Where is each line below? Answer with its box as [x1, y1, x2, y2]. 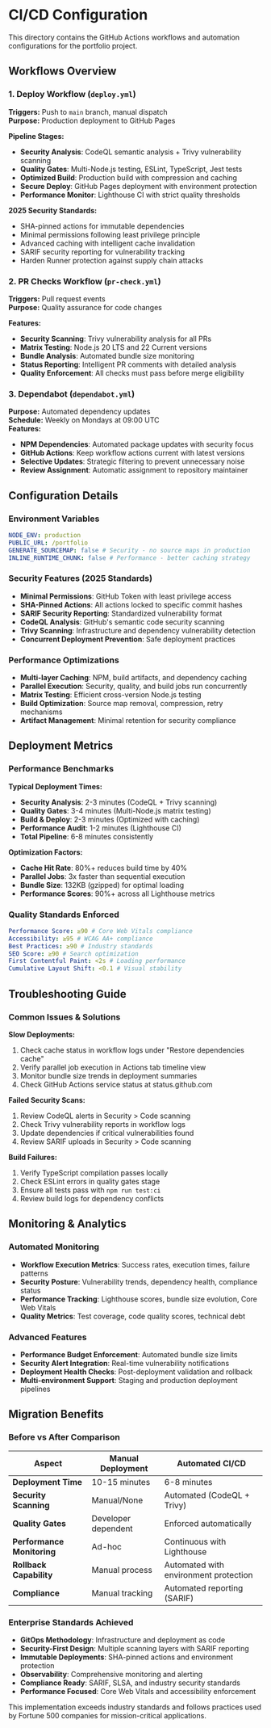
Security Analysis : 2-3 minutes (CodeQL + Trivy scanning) [19, 797, 218, 807]
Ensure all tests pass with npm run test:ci [19, 1185, 161, 1195]
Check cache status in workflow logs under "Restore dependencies [19, 1045, 244, 1055]
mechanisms [19, 707, 63, 717]
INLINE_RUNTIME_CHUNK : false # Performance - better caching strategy [8, 553, 251, 562]
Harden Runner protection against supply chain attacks [19, 255, 204, 265]
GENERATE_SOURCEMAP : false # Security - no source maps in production [8, 546, 251, 554]
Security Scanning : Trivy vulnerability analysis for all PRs [19, 334, 212, 343]
